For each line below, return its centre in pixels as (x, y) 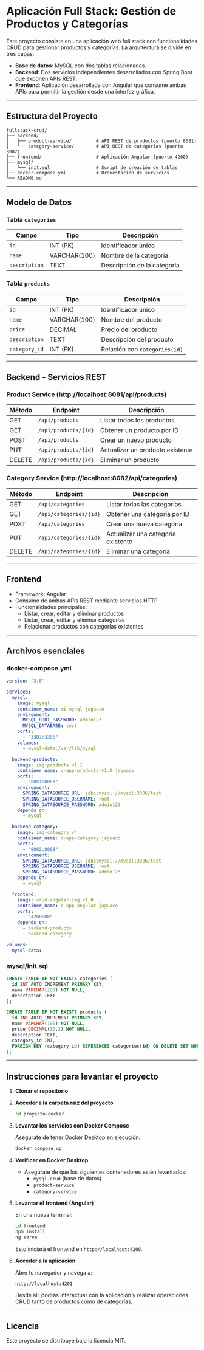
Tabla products (28, 284)
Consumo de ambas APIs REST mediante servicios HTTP (86, 601)
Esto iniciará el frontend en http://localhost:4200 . (79, 1249)
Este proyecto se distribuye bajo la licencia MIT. (66, 1341)
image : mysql (34, 703)
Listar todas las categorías (144, 504)
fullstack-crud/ (27, 130)
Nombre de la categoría (135, 255)
